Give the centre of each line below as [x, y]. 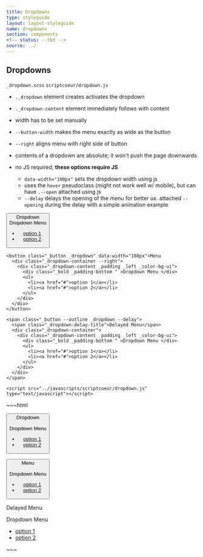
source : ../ [21, 46]
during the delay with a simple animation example [106, 204]
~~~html [17, 405]
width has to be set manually [51, 120]
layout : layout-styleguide [40, 23]
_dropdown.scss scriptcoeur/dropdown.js [57, 85]
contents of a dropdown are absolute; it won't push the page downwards [106, 155]
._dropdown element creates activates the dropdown [80, 96]
